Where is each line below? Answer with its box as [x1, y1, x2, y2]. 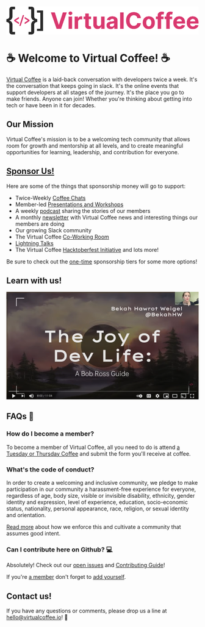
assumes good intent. [6, 529, 61, 537]
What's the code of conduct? [6, 465, 95, 473]
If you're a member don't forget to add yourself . [6, 573, 126, 581]
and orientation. [6, 511, 46, 518]
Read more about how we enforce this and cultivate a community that [6, 523, 181, 531]
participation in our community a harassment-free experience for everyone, [6, 485, 196, 493]
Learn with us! [6, 276, 62, 286]
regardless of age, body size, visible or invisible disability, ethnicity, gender [6, 492, 195, 499]
